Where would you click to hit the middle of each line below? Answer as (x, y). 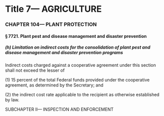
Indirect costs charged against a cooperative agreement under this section (81, 65)
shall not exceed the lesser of (35, 70)
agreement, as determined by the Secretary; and (54, 85)
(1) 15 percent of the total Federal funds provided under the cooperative (77, 80)
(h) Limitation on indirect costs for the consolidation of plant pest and (78, 47)
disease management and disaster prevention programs (64, 53)
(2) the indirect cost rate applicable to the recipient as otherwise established (82, 94)
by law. (12, 100)
